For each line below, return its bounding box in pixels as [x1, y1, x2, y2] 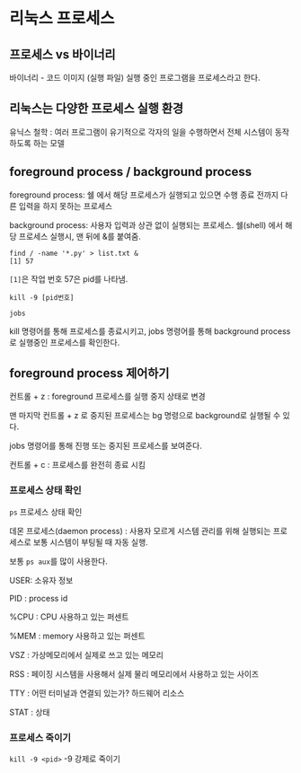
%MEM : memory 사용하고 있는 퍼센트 [9, 630, 146, 641]
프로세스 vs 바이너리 [9, 47, 116, 62]
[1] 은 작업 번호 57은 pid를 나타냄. [9, 273, 128, 284]
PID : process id [9, 593, 68, 603]
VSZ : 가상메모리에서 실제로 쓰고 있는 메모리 [9, 649, 164, 660]
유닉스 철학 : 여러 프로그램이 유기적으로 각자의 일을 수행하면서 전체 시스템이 [9, 127, 273, 137]
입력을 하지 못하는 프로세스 [18, 200, 113, 211]
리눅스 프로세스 [9, 8, 115, 29]
